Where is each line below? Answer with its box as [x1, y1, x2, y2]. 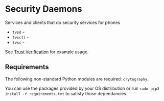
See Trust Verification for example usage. [5, 49, 89, 55]
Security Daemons [5, 3, 82, 15]
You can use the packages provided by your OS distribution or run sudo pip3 [5, 85, 160, 91]
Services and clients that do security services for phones [5, 20, 120, 25]
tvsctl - [12, 34, 29, 40]
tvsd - [12, 29, 24, 35]
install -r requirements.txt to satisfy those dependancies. [5, 90, 128, 96]
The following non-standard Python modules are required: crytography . [5, 76, 149, 81]
